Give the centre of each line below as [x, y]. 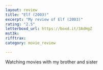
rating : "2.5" [20, 24]
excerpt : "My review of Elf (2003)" [44, 19]
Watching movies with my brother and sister [51, 62]
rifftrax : [16, 39]
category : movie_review [31, 43]
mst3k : [12, 33]
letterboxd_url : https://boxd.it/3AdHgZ [49, 29]
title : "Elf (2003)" [27, 15]
